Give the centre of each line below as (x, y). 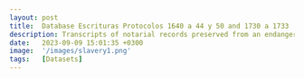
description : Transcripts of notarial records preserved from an (135, 34)
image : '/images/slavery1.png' (70, 51)
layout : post (34, 17)
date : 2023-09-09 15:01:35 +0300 (76, 43)
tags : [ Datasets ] (46, 59)
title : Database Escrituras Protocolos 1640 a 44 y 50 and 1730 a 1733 (149, 26)
